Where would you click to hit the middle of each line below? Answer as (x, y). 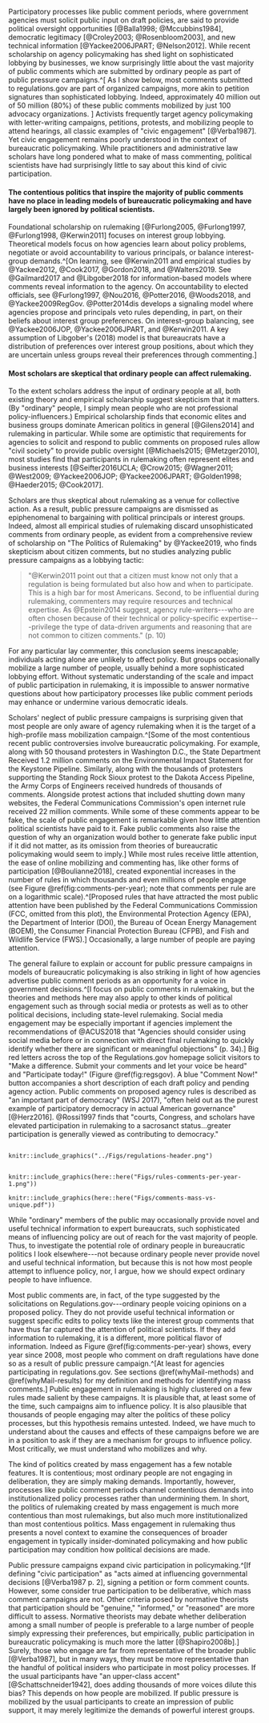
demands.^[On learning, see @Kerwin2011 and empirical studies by (140, 261)
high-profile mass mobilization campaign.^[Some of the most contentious (129, 735)
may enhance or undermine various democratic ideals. (98, 703)
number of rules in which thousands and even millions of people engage (127, 880)
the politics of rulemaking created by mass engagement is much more (124, 1507)
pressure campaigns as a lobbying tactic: (76, 560)
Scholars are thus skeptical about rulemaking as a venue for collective (124, 500)
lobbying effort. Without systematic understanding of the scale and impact (131, 677)
